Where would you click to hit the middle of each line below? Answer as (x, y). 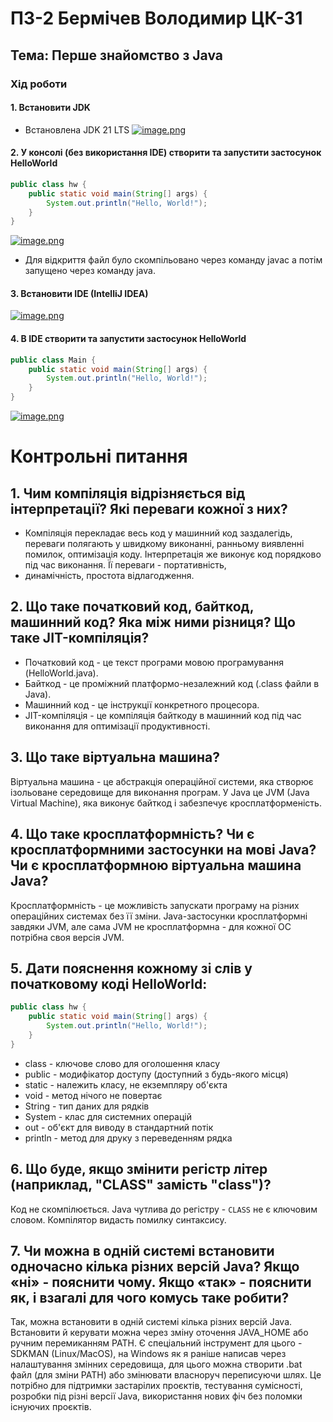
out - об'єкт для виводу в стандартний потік (119, 1127)
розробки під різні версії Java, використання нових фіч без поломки (156, 1396)
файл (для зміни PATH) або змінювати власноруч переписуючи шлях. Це (166, 1375)
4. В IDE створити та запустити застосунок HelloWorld (128, 339)
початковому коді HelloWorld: (109, 983)
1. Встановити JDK (50, 108)
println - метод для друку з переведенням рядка (128, 1138)
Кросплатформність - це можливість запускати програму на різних (155, 905)
